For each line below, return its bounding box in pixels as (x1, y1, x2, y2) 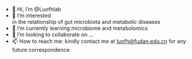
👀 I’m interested (11, 12, 51, 19)
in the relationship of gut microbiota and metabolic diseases (11, 18, 161, 25)
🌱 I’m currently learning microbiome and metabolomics (11, 24, 148, 32)
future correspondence (11, 46, 70, 53)
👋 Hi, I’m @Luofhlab (11, 6, 61, 13)
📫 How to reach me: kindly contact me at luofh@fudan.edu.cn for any (11, 38, 187, 45)
